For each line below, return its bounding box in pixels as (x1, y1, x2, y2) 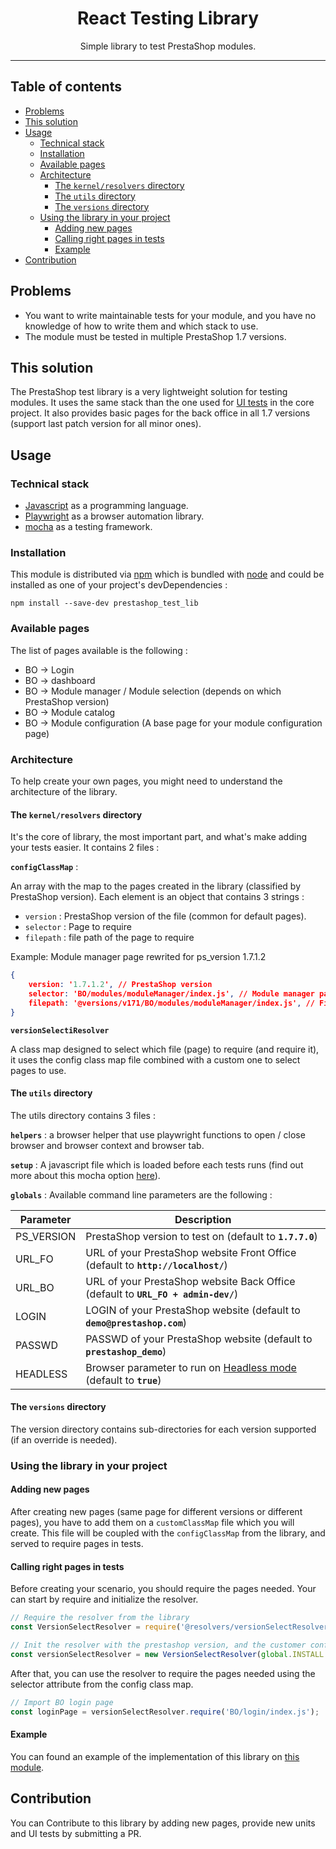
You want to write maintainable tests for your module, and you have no (24, 309, 317, 321)
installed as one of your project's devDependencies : (10, 579, 228, 591)
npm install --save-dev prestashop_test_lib (10, 598, 199, 609)
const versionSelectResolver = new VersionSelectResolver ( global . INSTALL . (10, 1649, 329, 1659)
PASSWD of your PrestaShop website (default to (85, 1332, 313, 1346)
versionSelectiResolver (10, 1025, 110, 1036)
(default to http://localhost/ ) (85, 1258, 228, 1272)
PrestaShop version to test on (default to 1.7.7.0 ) (85, 1229, 318, 1243)
